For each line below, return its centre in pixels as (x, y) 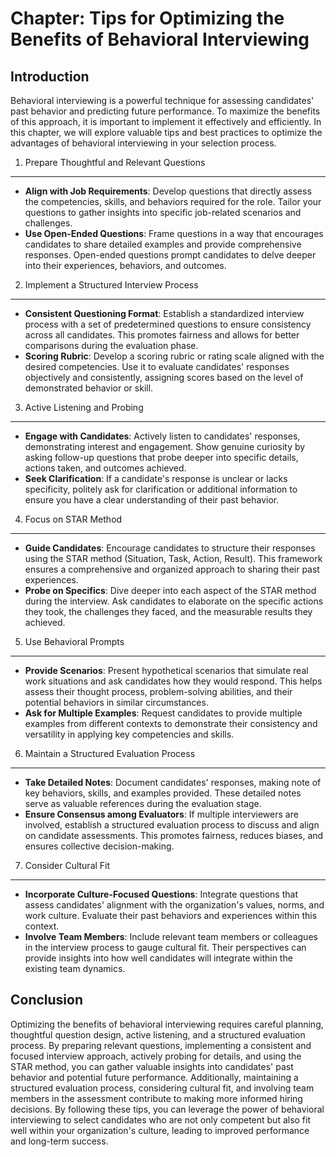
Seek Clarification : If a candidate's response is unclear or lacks (156, 478)
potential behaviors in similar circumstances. (116, 702)
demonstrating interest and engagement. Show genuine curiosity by (165, 446)
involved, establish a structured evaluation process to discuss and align (172, 825)
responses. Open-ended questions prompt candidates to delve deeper (170, 255)
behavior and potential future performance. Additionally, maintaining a (154, 1077)
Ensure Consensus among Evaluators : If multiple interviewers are (161, 814)
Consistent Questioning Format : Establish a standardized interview (164, 313)
